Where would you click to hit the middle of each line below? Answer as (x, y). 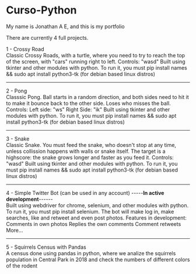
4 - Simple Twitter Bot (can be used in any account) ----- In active (85, 193)
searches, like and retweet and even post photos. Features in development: (96, 218)
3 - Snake (18, 139)
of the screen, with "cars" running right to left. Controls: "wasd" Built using (96, 61)
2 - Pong (17, 91)
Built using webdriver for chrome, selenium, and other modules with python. (97, 205)
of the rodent (22, 266)
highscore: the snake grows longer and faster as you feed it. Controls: (90, 157)
